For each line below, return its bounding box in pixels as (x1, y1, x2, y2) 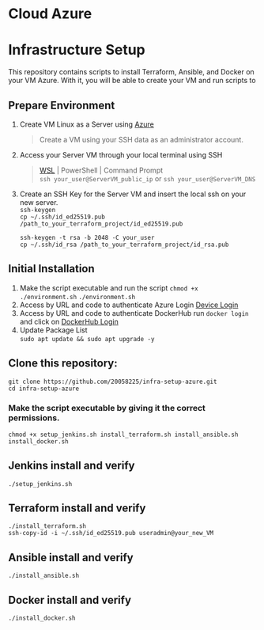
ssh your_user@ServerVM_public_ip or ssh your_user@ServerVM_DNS (39, 173, 256, 183)
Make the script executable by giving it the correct (8, 403, 206, 414)
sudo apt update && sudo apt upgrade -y (19, 335, 155, 343)
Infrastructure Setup (8, 41, 146, 59)
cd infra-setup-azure (8, 385, 80, 393)
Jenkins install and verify (8, 459, 135, 472)
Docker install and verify (8, 593, 132, 606)
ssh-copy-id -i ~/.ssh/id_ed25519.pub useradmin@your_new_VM (8, 529, 214, 537)
